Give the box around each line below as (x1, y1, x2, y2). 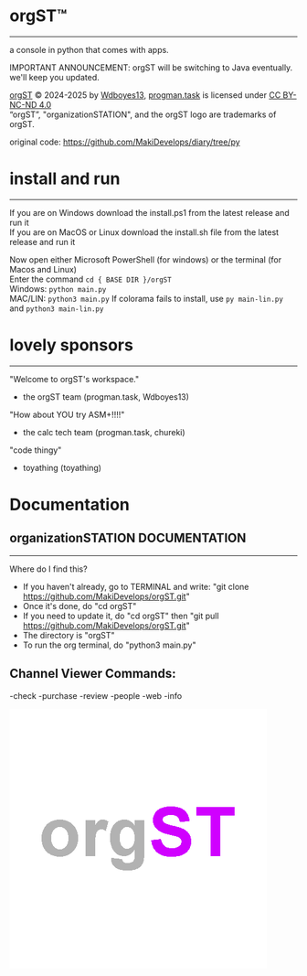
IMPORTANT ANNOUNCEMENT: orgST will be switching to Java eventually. (9, 61, 293, 73)
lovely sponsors (9, 335, 134, 356)
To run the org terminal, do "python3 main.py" (22, 639, 196, 650)
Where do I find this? (9, 563, 89, 574)
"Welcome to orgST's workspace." (9, 373, 140, 384)
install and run (9, 168, 121, 189)
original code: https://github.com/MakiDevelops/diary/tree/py (9, 136, 240, 147)
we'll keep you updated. (9, 71, 100, 82)
